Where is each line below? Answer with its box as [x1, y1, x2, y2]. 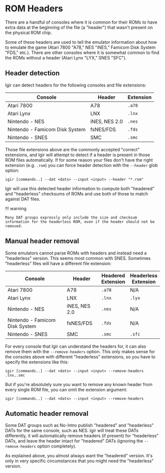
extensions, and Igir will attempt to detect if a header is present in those [5, 152, 150, 158]
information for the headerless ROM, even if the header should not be [5, 219, 155, 224]
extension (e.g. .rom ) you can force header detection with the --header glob [5, 162, 158, 168]
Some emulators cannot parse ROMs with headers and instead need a [5, 250, 147, 256]
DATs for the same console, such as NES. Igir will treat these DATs [5, 428, 139, 434]
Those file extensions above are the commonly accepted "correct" [5, 146, 140, 152]
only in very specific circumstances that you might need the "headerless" [5, 458, 154, 464]
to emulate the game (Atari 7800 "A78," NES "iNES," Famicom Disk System [5, 44, 156, 50]
